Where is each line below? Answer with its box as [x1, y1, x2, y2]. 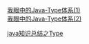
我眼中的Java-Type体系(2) [7, 14, 82, 23]
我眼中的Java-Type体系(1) [7, 6, 81, 14]
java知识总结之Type [7, 30, 63, 37]
